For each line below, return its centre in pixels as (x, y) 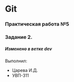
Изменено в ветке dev (29, 49)
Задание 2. (19, 37)
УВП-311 (20, 75)
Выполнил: (16, 61)
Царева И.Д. (25, 70)
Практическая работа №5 (37, 24)
